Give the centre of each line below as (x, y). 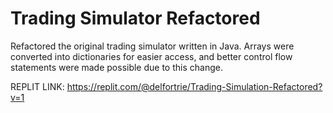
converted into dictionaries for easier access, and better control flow (151, 56)
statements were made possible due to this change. (116, 67)
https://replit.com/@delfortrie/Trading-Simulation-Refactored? (194, 86)
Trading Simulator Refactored (135, 18)
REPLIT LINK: (37, 86)
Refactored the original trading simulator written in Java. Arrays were (152, 46)
